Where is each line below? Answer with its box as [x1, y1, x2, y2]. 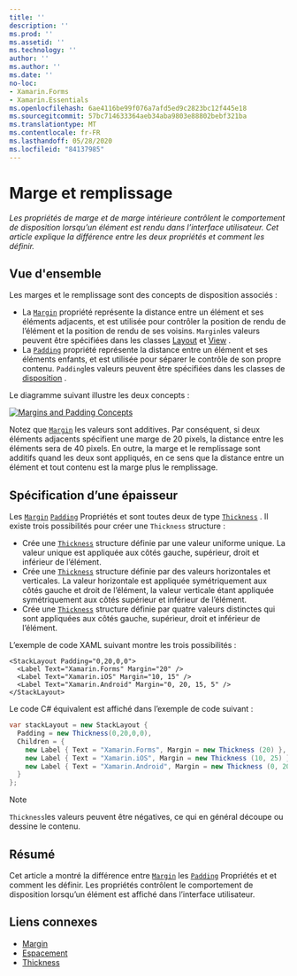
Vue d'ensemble [9, 266, 102, 281]
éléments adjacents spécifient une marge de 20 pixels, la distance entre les [9, 433, 285, 444]
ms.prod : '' [9, 29, 53, 38]
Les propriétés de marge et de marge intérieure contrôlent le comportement [9, 212, 286, 223]
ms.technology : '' [9, 46, 77, 55]
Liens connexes [9, 915, 98, 930]
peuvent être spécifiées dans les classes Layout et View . [21, 335, 232, 346]
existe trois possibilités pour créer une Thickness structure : [9, 520, 225, 532]
